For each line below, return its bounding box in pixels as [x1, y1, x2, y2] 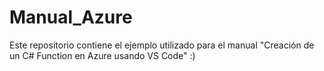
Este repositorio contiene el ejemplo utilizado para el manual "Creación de [9, 39, 315, 51]
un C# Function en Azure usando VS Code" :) [9, 49, 196, 61]
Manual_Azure [9, 6, 133, 29]
